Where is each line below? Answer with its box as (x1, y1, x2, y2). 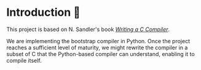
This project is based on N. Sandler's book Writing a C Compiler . (6, 26, 170, 33)
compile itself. (6, 57, 42, 64)
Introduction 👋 (6, 5, 81, 19)
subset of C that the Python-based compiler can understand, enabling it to (6, 50, 195, 57)
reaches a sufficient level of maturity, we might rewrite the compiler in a (6, 44, 188, 51)
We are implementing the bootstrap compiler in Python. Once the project (6, 37, 191, 44)
